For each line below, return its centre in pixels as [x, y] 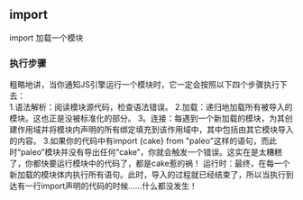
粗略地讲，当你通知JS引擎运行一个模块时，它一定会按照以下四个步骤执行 [144, 85]
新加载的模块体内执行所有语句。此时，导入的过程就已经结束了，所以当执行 [147, 175]
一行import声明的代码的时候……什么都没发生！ [111, 186]
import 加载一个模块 [46, 37]
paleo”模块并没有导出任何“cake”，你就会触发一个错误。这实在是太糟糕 [152, 152]
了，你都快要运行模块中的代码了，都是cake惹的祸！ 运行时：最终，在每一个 [150, 164]
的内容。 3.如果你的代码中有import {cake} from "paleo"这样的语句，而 [139, 141]
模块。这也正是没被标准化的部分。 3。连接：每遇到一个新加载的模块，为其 [147, 118]
